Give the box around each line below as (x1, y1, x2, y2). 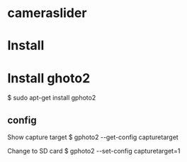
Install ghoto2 (7, 70, 91, 86)
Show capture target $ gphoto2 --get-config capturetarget (7, 133, 178, 141)
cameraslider (7, 5, 87, 21)
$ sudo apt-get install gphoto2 (7, 94, 96, 102)
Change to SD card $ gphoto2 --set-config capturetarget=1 (7, 147, 181, 156)
